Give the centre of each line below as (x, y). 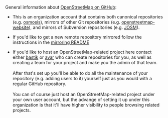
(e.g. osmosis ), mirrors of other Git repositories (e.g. (66, 22)
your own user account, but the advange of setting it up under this (81, 100)
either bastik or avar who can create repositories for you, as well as (82, 57)
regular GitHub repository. (39, 84)
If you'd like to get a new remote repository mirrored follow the (77, 37)
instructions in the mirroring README (51, 42)
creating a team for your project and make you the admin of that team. (85, 62)
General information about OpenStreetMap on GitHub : (61, 7)
